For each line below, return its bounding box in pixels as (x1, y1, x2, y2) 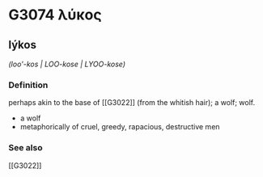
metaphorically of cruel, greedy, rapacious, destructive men (19, 122, 220, 132)
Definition (8, 79, 49, 91)
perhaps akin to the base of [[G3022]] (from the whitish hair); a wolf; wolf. (8, 98, 256, 107)
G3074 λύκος (8, 6, 103, 24)
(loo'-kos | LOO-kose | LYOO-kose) (8, 59, 126, 69)
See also (8, 142, 43, 154)
